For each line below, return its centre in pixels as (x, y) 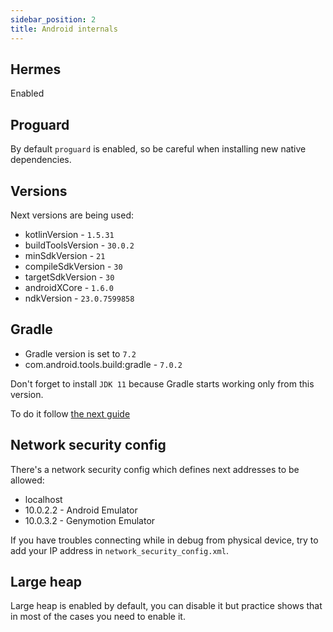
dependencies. (41, 160)
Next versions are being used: (72, 215)
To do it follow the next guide (70, 413)
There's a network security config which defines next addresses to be (155, 469)
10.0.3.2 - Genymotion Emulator (90, 520)
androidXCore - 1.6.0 (69, 287)
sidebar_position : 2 (53, 19)
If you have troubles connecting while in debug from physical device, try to (164, 540)
